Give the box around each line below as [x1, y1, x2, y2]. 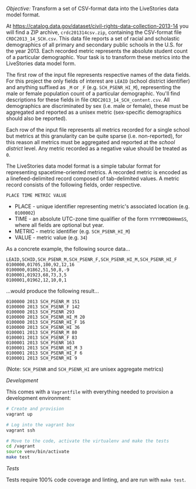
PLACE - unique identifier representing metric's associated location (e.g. [14, 203, 190, 210]
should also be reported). [6, 115, 67, 122]
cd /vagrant [6, 443, 35, 449]
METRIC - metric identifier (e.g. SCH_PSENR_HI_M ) [14, 228, 131, 235]
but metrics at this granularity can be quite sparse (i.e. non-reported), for [6, 133, 183, 140]
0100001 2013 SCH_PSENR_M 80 [6, 330, 77, 335]
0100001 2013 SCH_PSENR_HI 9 [6, 355, 77, 361]
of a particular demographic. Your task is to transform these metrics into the [6, 54, 190, 60]
